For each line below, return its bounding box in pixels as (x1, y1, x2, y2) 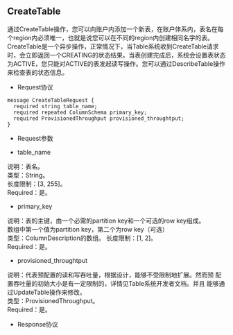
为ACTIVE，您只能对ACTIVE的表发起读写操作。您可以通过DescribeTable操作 (7, 59, 225, 68)
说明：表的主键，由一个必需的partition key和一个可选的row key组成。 (7, 216, 205, 225)
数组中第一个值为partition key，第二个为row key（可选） (7, 225, 169, 233)
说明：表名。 (7, 162, 44, 171)
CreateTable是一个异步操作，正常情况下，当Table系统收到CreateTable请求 (7, 42, 219, 51)
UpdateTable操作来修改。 (12, 288, 86, 296)
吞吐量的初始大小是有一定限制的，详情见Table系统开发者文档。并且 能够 (12, 279, 219, 287)
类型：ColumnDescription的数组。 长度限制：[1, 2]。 (7, 234, 157, 242)
